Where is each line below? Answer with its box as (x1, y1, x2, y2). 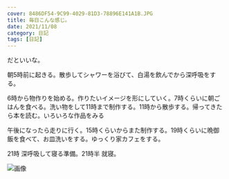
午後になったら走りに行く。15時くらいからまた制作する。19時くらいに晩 (7, 126, 214, 135)
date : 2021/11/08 (7, 23, 57, 30)
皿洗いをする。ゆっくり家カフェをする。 (48, 135, 165, 143)
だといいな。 (7, 56, 44, 65)
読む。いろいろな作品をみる (25, 112, 104, 120)
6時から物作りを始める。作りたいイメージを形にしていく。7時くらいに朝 (7, 94, 214, 103)
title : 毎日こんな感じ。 (7, 17, 71, 24)
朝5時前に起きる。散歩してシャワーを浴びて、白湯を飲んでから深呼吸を (7, 71, 210, 79)
